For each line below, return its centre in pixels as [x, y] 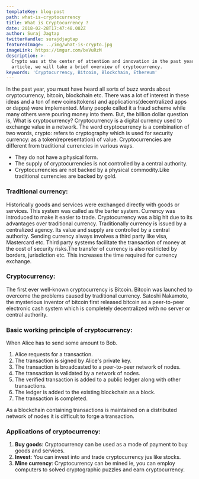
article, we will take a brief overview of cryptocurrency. [87, 67]
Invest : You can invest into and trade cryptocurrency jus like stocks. [98, 457]
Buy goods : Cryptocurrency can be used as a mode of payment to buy [101, 445]
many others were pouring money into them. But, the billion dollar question [97, 114]
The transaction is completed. [51, 398]
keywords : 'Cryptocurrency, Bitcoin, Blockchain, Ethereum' [82, 72]
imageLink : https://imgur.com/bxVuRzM [54, 50]
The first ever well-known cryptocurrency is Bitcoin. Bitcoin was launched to [99, 289]
